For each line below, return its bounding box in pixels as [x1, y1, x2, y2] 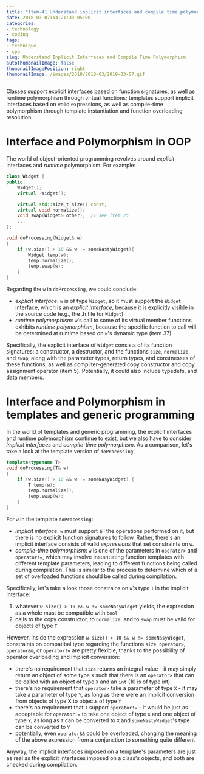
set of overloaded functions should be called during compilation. [15, 573, 177, 580]
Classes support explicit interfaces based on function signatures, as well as [6, 88, 195, 95]
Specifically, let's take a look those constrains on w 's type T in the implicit [6, 584, 189, 591]
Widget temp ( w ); [28, 252, 69, 258]
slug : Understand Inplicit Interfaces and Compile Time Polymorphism [6, 54, 186, 60]
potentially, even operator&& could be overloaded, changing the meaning [15, 730, 197, 737]
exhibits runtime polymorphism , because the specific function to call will [15, 323, 197, 330]
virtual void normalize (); [17, 207, 86, 213]
